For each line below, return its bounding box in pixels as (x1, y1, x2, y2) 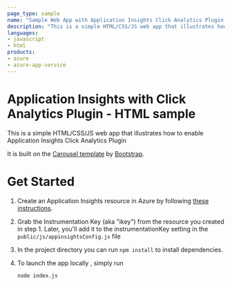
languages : (7, 29, 39, 37)
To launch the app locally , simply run (17, 258, 124, 267)
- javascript (7, 36, 45, 43)
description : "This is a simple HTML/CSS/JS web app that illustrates (7, 23, 215, 30)
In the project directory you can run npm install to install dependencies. (17, 245, 223, 254)
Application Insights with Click (7, 91, 186, 107)
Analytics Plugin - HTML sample (7, 106, 196, 122)
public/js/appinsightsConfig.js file (17, 232, 121, 240)
